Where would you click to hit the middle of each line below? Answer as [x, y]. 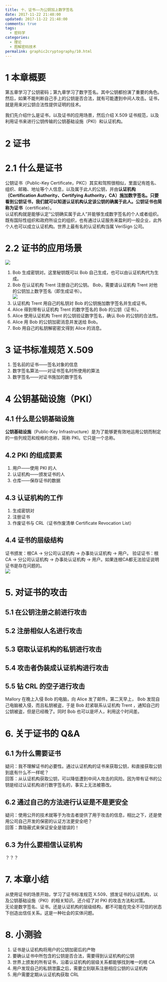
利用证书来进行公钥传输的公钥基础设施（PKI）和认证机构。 [65, 121]
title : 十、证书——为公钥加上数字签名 [39, 10]
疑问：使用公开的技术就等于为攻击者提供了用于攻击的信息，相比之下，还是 [81, 815]
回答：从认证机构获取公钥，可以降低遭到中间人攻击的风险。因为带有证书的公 [83, 779]
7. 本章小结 [27, 880]
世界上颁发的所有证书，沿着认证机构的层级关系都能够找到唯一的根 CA [83, 962]
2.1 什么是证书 [34, 168]
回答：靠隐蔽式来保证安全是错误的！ [42, 828]
